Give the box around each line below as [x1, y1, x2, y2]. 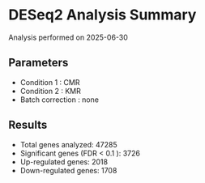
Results [8, 118, 48, 132]
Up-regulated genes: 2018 [19, 156, 108, 167]
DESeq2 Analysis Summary [8, 6, 197, 24]
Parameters [8, 56, 69, 70]
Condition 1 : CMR [19, 77, 80, 87]
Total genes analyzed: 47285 [19, 139, 117, 149]
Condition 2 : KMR [19, 86, 81, 96]
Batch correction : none [19, 95, 100, 104]
